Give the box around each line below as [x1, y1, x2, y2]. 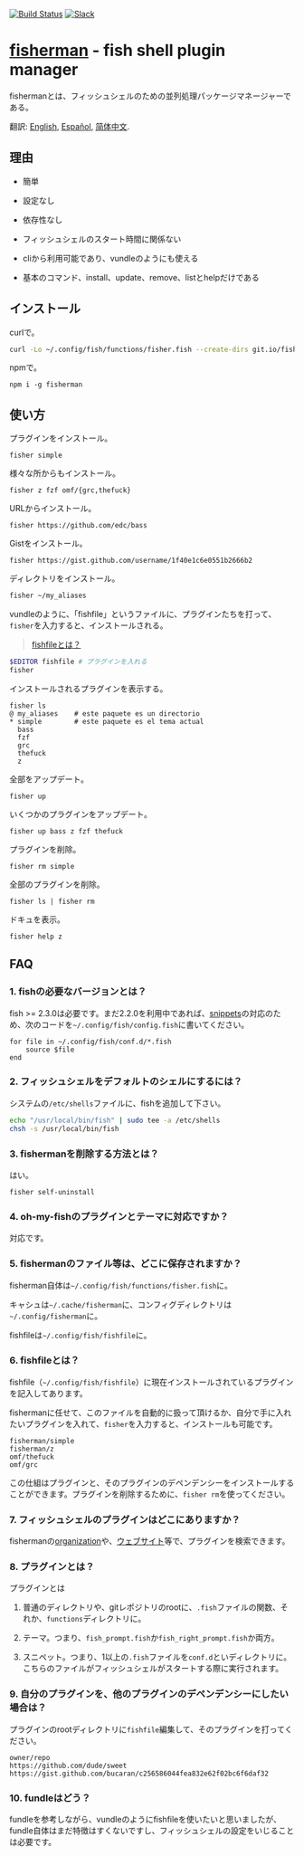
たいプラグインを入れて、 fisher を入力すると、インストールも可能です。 [9, 1418, 278, 1429]
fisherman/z [9, 1444, 54, 1453]
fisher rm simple [9, 861, 75, 871]
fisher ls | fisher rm [9, 897, 95, 906]
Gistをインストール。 [9, 538, 88, 549]
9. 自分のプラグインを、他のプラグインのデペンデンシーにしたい [9, 1688, 290, 1700]
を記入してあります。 [9, 1387, 88, 1398]
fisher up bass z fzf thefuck [9, 826, 124, 836]
